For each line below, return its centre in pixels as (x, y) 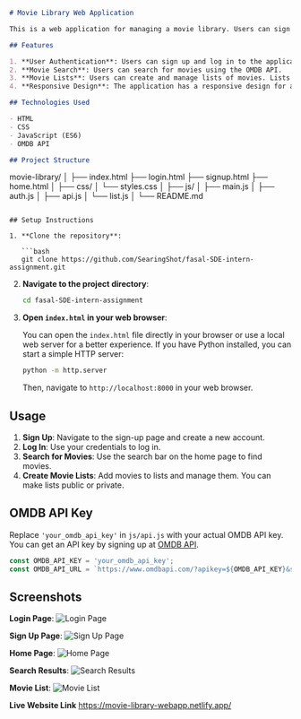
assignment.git (38, 268)
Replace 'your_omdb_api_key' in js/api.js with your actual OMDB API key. (146, 534)
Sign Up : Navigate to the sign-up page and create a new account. (144, 437)
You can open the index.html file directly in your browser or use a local (153, 335)
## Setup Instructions (52, 221)
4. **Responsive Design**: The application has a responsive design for (148, 87)
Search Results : (39, 671)
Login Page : (32, 619)
